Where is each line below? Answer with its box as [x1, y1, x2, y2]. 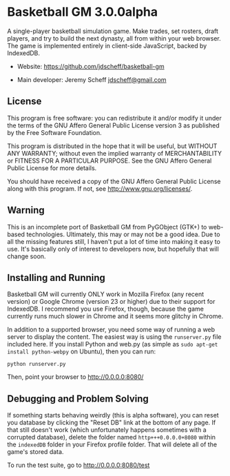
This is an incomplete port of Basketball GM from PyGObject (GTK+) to [7, 223, 207, 231]
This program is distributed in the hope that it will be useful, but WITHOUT [7, 142, 218, 150]
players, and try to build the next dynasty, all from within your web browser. [7, 34, 222, 42]
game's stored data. [7, 448, 64, 456]
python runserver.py [7, 361, 67, 368]
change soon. [7, 252, 46, 260]
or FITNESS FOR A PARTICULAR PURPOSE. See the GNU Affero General [7, 156, 212, 165]
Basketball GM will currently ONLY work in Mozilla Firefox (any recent [7, 290, 205, 298]
